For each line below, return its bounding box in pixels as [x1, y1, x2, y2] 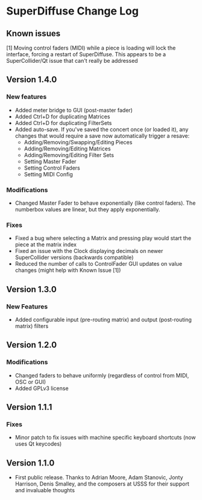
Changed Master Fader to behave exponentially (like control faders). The [14, 199, 196, 207]
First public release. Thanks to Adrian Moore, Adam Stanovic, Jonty [14, 474, 183, 481]
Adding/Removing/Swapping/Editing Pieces [24, 138, 133, 146]
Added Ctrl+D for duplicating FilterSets [14, 119, 112, 126]
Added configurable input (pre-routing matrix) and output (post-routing [14, 316, 192, 323]
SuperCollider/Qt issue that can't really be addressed [6, 57, 138, 64]
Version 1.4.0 [6, 74, 57, 85]
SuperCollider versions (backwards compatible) [14, 254, 134, 261]
